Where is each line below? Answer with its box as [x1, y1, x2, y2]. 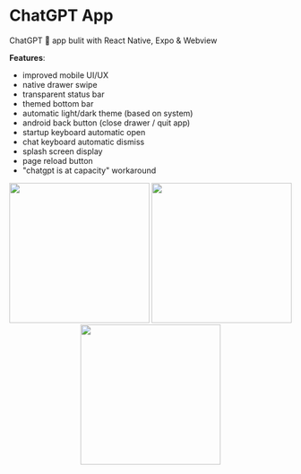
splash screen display [21, 145, 103, 157]
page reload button [21, 155, 94, 166]
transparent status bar [21, 89, 105, 99]
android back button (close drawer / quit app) [21, 117, 191, 128]
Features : [9, 52, 46, 63]
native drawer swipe [21, 79, 98, 90]
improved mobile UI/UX [21, 69, 109, 81]
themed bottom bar [21, 98, 94, 108]
